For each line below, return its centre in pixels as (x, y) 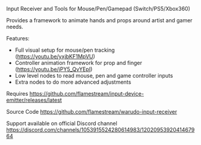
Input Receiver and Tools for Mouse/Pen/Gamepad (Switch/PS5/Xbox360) (98, 9)
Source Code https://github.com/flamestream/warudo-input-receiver (92, 112)
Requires (17, 94)
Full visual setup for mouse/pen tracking (65, 50)
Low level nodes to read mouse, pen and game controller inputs (94, 76)
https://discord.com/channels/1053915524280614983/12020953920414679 (100, 130)
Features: (18, 38)
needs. (15, 27)
